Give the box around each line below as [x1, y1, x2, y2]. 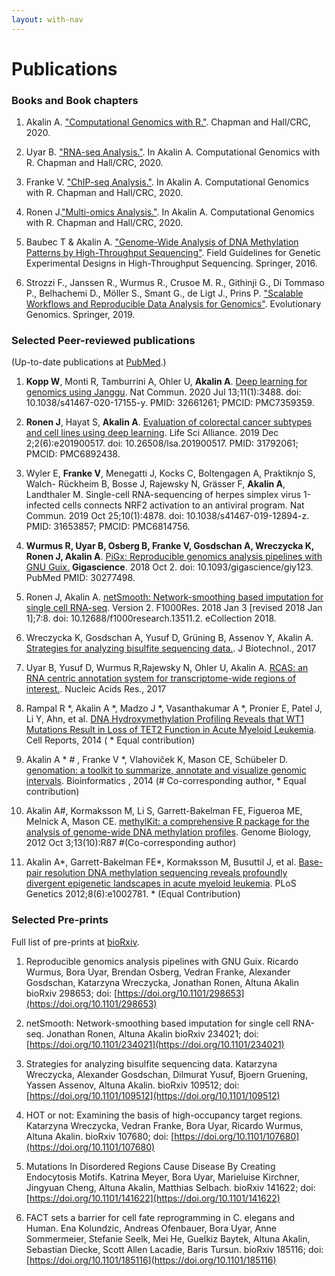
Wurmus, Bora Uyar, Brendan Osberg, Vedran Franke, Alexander [25, 966, 291, 978]
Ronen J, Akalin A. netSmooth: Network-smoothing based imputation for [25, 591, 324, 603]
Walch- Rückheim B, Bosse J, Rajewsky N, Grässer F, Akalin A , [25, 478, 286, 490]
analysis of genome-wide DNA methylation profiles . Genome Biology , [25, 826, 312, 838]
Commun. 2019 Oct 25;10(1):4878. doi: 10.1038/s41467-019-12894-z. [25, 510, 310, 522]
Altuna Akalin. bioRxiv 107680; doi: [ [25, 1130, 175, 1142]
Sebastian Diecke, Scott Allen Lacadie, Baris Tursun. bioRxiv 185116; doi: [25, 1243, 324, 1255]
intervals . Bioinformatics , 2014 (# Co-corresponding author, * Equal [25, 775, 307, 787]
